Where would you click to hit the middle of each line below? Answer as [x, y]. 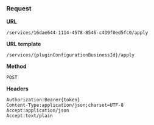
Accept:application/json [38, 110]
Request [19, 8]
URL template [24, 44]
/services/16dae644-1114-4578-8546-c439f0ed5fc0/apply [77, 33]
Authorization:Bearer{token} [43, 100]
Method [16, 66]
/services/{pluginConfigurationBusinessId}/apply [71, 55]
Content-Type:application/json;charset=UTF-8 [65, 105]
